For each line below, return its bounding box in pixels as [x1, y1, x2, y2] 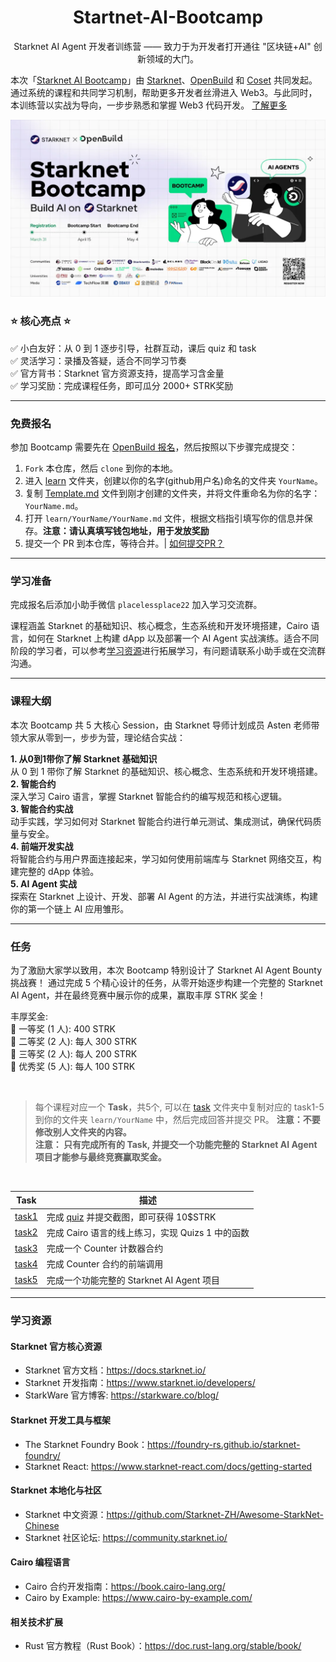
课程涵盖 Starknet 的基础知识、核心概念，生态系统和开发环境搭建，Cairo [10, 620, 309, 632]
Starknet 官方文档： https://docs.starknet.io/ [24, 1364, 207, 1376]
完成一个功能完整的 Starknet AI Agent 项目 [46, 1274, 221, 1286]
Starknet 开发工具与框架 [10, 1414, 112, 1426]
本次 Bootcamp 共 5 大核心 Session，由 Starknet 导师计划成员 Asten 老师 [10, 719, 312, 731]
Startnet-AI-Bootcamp [72, 6, 264, 29]
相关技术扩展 [10, 1616, 63, 1628]
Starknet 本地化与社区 [10, 1484, 103, 1496]
